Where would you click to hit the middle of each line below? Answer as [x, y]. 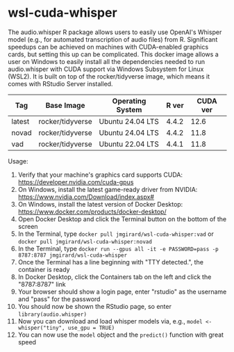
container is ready [44, 269]
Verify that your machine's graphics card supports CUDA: [100, 175]
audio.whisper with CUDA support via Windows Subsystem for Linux [106, 69]
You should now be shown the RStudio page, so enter [95, 306]
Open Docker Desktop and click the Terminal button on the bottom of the [122, 219]
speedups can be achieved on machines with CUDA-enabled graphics [108, 47]
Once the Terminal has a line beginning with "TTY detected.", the [111, 262]
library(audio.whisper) [52, 314]
